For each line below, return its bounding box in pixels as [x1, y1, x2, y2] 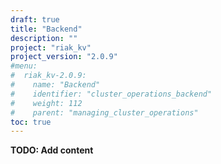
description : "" [10, 33, 78, 43]
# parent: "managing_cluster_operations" [10, 107, 199, 118]
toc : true [10, 117, 52, 127]
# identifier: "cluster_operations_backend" [10, 89, 213, 99]
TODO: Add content [10, 144, 94, 156]
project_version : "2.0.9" [10, 52, 118, 62]
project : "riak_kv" [10, 42, 92, 53]
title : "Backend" [10, 24, 83, 34]
